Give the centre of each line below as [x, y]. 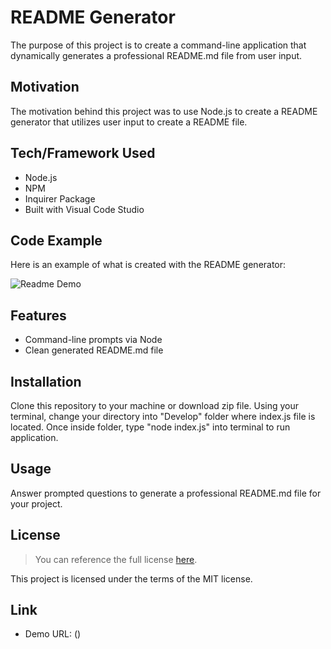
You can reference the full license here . [116, 559]
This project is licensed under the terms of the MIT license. [131, 578]
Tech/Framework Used [83, 153]
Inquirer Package [60, 198]
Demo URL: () [53, 634]
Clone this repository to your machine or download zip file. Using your [155, 405]
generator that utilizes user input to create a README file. [129, 122]
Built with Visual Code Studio [84, 209]
